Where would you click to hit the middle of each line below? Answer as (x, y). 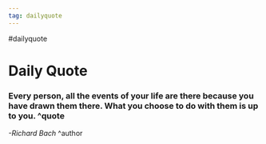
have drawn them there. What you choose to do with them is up (133, 106)
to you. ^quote (37, 115)
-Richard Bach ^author (46, 134)
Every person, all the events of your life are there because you (131, 95)
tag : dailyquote (35, 16)
